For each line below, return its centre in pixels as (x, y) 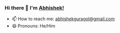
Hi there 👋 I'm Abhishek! (34, 8)
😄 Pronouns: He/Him (33, 26)
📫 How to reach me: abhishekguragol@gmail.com (63, 19)
